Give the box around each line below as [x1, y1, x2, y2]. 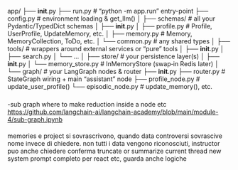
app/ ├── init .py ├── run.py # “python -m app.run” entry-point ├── [7, 7, 209, 15]
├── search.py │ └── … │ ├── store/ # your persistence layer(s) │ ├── [7, 52, 220, 60]
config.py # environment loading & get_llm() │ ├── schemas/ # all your [7, 14, 215, 23]
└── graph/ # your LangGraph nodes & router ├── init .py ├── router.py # [7, 68, 226, 75]
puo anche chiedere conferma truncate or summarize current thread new [7, 147, 222, 155]
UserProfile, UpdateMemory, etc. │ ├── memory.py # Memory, [7, 29, 193, 38]
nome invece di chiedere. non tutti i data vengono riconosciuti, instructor [7, 139, 220, 147]
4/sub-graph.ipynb [7, 115, 63, 124]
